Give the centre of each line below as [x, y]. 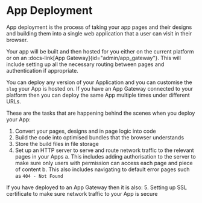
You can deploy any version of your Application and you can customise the [99, 82]
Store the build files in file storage [57, 144]
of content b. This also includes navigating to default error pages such [102, 169]
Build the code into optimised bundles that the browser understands [99, 137]
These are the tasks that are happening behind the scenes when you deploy [101, 113]
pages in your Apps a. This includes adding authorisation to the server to [105, 156]
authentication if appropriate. [42, 70]
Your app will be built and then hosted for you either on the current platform [100, 51]
